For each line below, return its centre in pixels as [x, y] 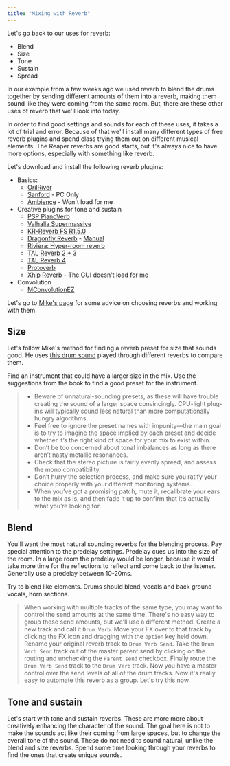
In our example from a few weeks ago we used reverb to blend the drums [111, 89]
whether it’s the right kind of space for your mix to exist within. [123, 440]
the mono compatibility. [67, 470]
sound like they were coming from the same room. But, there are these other [115, 103]
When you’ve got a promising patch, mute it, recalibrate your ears [127, 491]
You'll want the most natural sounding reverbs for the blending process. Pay [115, 544]
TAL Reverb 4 [47, 260]
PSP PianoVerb [48, 216]
